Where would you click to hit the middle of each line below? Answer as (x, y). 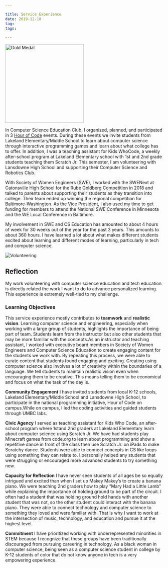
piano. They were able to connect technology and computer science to (78, 508)
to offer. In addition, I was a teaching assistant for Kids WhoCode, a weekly (83, 151)
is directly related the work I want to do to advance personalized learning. (81, 289)
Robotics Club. (20, 173)
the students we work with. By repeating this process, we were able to (78, 356)
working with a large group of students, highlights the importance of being (82, 329)
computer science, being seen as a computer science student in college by (83, 549)
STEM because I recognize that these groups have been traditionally (76, 539)
